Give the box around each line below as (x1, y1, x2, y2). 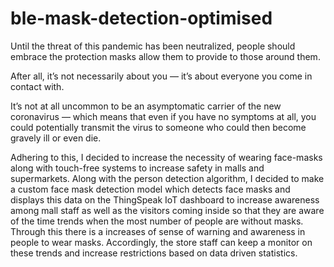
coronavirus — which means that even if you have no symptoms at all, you (10, 110, 317, 122)
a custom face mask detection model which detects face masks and (10, 183, 291, 195)
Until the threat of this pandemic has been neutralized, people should (10, 40, 296, 52)
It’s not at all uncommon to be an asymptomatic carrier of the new (10, 100, 282, 112)
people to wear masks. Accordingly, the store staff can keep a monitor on (10, 236, 313, 248)
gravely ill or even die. (10, 132, 102, 144)
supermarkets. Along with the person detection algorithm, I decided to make (10, 172, 325, 184)
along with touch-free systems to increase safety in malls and (10, 162, 265, 174)
